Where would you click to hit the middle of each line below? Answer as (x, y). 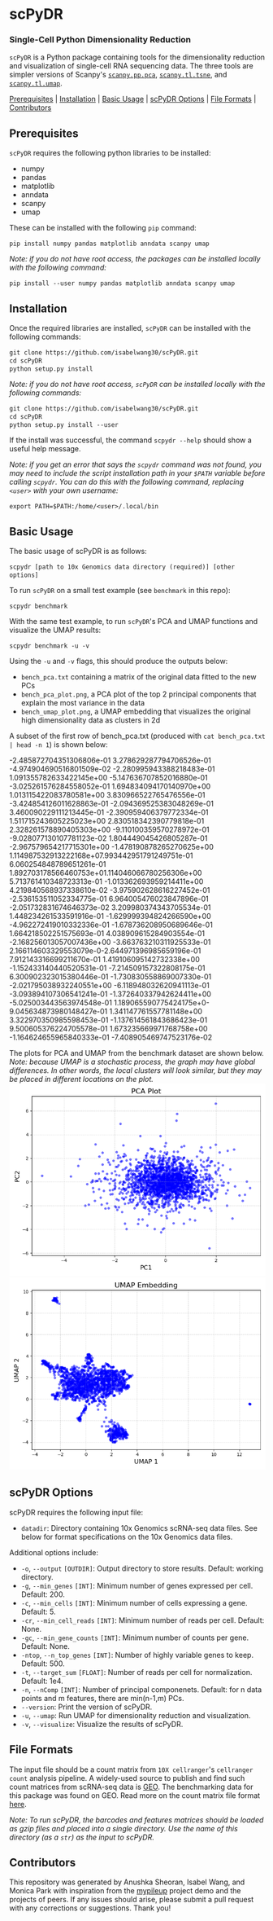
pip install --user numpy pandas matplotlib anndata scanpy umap (122, 284)
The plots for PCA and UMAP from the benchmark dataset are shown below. (137, 1053)
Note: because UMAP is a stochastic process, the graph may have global (132, 1062)
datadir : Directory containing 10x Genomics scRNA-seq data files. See (139, 1528)
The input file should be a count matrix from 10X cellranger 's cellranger (131, 1769)
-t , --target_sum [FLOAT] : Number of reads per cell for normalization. (136, 1672)
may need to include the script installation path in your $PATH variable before (137, 473)
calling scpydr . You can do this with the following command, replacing (127, 482)
